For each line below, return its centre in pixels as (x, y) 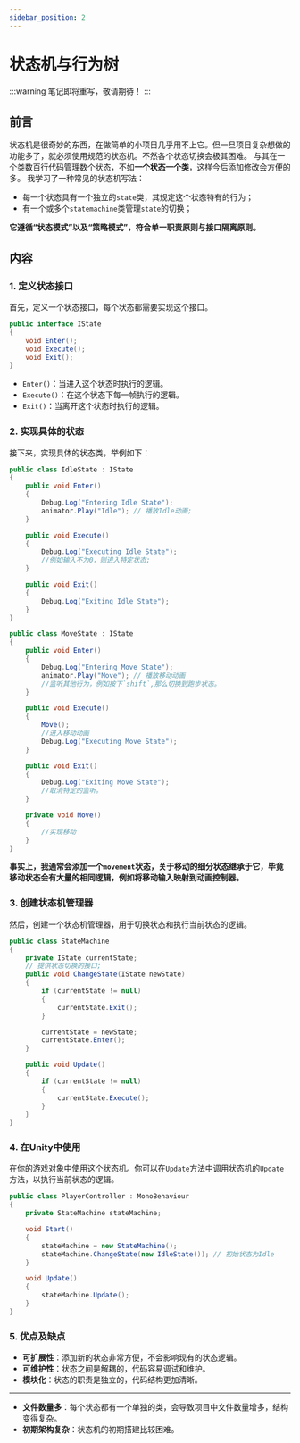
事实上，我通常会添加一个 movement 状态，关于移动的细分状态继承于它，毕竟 (146, 866)
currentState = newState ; (90, 1032)
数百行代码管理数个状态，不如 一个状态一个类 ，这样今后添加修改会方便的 (158, 167)
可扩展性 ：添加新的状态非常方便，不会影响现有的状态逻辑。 (132, 1357)
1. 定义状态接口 (42, 286)
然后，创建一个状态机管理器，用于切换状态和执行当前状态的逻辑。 (130, 924)
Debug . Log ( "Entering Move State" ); (108, 667)
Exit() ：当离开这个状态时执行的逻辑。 (93, 406)
